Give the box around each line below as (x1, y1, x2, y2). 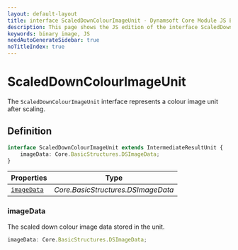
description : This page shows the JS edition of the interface (7, 23, 198, 30)
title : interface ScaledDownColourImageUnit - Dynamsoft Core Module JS (7, 17, 227, 24)
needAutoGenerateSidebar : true (7, 37, 100, 44)
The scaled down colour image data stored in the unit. (7, 222, 165, 231)
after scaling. (7, 104, 46, 113)
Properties (11, 173, 47, 183)
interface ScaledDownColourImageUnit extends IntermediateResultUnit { (7, 144, 223, 151)
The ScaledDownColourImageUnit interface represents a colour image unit (7, 97, 218, 106)
